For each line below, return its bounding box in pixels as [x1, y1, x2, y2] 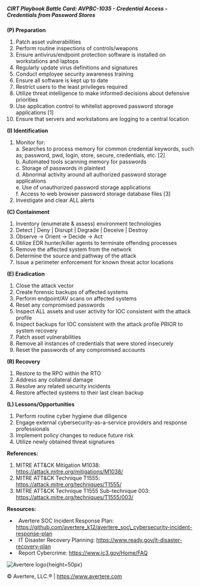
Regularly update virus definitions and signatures [15, 63, 138, 71]
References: [7, 449, 39, 457]
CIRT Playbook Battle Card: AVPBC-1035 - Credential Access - [7, 5, 168, 12]
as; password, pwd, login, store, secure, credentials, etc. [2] [15, 151, 166, 158]
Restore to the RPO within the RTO [15, 370, 102, 377]
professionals [15, 425, 50, 432]
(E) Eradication [7, 270, 45, 278]
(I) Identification [7, 127, 48, 134]
